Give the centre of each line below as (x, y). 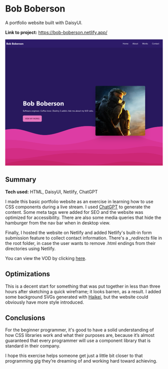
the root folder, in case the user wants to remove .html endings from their (80, 243)
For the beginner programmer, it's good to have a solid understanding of (79, 330)
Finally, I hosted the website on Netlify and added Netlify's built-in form (78, 232)
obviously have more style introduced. (44, 302)
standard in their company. (33, 346)
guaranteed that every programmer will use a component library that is (78, 341)
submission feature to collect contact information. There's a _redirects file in (84, 238)
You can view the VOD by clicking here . (46, 258)
